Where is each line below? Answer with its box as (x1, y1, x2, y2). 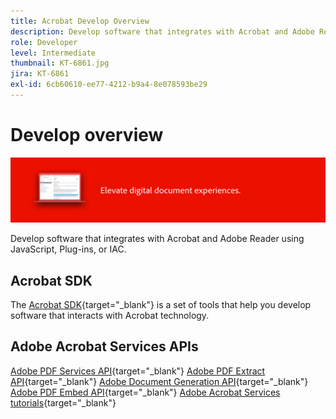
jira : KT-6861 (10, 69, 70, 79)
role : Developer (10, 37, 78, 47)
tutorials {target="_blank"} (10, 396, 117, 409)
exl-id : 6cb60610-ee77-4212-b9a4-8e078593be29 (10, 80, 208, 90)
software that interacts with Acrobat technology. (10, 309, 210, 321)
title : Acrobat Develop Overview (10, 16, 150, 26)
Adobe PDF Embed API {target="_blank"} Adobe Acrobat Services (10, 386, 281, 398)
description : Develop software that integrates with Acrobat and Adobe (10, 26, 315, 37)
